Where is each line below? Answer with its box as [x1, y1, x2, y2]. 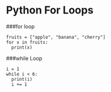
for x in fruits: [6, 39, 48, 45]
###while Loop [6, 54, 43, 62]
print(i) [11, 76, 33, 82]
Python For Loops [6, 4, 93, 17]
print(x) [11, 45, 33, 50]
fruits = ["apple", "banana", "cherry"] [6, 34, 106, 40]
